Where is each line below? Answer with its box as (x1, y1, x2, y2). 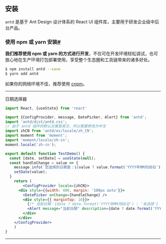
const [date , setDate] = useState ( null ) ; (9, 156, 96, 161)
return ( (14, 179, 32, 184)
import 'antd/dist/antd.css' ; (5, 119, 68, 124)
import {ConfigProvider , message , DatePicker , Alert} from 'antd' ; (5, 115, 147, 120)
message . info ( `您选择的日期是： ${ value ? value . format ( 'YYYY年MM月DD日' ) (14, 165, 161, 170)
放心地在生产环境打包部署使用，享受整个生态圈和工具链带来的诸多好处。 (5, 57, 152, 63)
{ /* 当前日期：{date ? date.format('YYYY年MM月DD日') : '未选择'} (27, 202, 159, 206)
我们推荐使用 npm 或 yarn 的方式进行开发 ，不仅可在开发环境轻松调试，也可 (5, 51, 158, 57)
